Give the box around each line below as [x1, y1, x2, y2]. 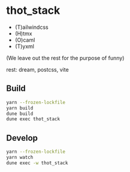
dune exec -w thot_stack [6, 160, 68, 166]
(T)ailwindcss [14, 23, 49, 31]
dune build [6, 111, 34, 117]
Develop [6, 133, 38, 143]
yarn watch [6, 154, 34, 160]
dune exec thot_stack [6, 116, 61, 122]
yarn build [6, 105, 34, 111]
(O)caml [14, 36, 35, 43]
